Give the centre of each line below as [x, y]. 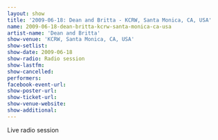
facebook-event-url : [37, 85]
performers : [24, 78]
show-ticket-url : [32, 98]
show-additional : [32, 110]
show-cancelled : [30, 71]
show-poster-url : [32, 91]
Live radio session [33, 130]
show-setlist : [28, 46]
